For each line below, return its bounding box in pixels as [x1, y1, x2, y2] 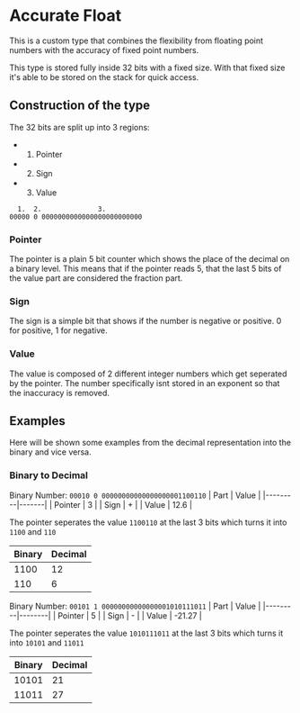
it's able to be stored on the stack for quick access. [9, 71, 199, 82]
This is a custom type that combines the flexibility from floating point [9, 35, 263, 46]
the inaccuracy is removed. [9, 387, 110, 398]
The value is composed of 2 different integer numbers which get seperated [9, 368, 287, 379]
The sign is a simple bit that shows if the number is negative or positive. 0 [9, 316, 282, 327]
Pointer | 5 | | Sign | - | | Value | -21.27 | [57, 609, 202, 621]
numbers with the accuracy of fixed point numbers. [9, 44, 199, 55]
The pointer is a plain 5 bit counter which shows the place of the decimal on [9, 254, 290, 265]
